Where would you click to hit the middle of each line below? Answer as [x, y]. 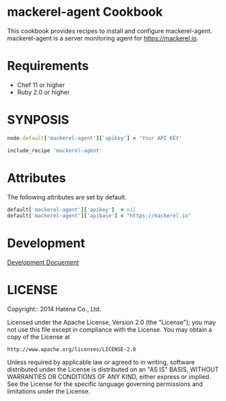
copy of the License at [39, 337]
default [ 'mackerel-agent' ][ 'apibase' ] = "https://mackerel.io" [99, 216]
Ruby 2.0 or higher [43, 92]
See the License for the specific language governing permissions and [105, 384]
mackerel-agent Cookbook [85, 12]
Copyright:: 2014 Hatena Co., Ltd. [54, 309]
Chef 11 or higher [41, 85]
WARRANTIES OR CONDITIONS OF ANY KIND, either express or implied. [109, 377]
